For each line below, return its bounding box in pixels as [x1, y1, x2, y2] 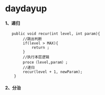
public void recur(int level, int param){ [11, 32, 100, 36]
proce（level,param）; [23, 60, 68, 65]
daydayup [5, 3, 47, 14]
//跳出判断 [23, 36, 42, 42]
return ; [31, 45, 50, 50]
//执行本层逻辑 [23, 55, 49, 60]
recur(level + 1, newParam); [23, 69, 83, 74]
